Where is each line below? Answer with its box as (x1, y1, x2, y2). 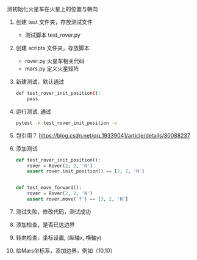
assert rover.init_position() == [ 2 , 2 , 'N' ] (27, 168, 145, 174)
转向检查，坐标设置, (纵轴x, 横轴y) (15, 234, 102, 241)
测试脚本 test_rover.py (24, 31, 81, 39)
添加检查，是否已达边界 (15, 221, 75, 228)
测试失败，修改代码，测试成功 (15, 207, 91, 215)
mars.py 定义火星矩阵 (24, 65, 79, 72)
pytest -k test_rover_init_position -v (15, 120, 118, 126)
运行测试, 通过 (15, 108, 51, 115)
